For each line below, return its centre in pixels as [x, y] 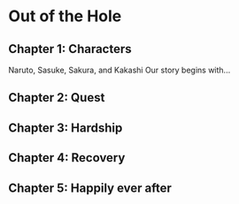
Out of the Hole [65, 16]
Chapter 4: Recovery [67, 158]
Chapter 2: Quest [57, 98]
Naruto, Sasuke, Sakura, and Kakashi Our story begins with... [119, 70]
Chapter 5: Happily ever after [90, 188]
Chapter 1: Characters [70, 49]
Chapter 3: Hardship [66, 128]
